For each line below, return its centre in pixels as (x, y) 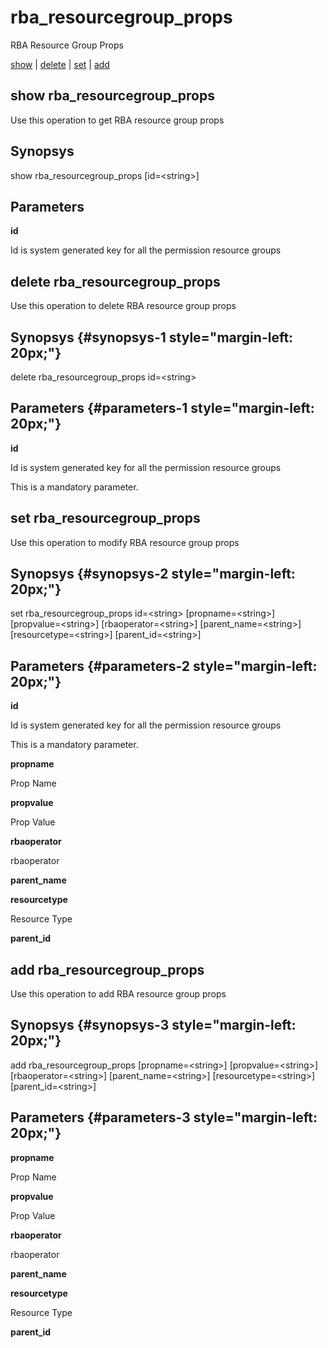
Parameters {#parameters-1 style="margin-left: (162, 408)
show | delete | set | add (60, 64)
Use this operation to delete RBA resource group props (123, 306)
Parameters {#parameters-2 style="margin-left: (164, 666)
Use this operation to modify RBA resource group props (125, 542)
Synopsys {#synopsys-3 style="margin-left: (153, 1025)
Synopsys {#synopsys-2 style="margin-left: (153, 574)
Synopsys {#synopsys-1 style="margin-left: (152, 337)
